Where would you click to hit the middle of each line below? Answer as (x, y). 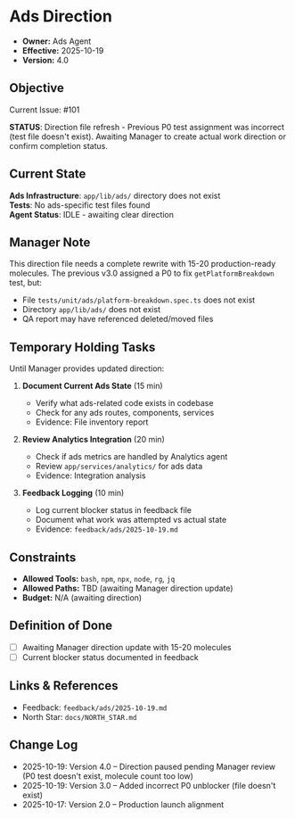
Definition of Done (61, 626)
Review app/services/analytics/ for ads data (119, 467)
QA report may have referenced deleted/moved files (118, 319)
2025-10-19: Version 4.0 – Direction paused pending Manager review (149, 766)
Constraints (43, 557)
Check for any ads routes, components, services (125, 413)
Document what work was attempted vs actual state (131, 520)
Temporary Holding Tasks (82, 347)
